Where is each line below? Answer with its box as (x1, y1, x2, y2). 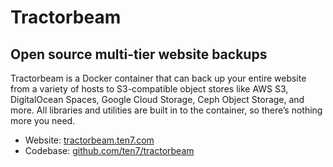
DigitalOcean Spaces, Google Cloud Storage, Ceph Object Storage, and (10, 94, 305, 105)
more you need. (10, 115, 76, 126)
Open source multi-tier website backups (10, 46, 268, 63)
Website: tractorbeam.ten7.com (24, 134, 155, 146)
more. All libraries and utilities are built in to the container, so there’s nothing (10, 104, 323, 116)
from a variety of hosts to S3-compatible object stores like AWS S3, (10, 83, 289, 95)
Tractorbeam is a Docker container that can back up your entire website (10, 72, 307, 84)
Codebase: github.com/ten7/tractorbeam (24, 145, 195, 156)
